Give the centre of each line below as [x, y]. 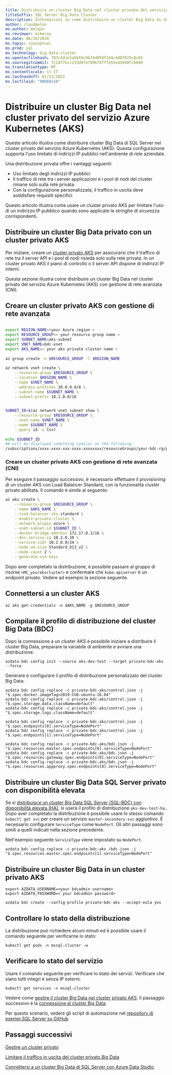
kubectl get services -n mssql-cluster [48, 988]
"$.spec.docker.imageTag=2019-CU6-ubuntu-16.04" [58, 695]
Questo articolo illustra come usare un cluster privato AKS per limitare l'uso [84, 205]
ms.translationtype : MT [31, 67]
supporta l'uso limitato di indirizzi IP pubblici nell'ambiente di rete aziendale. [85, 154]
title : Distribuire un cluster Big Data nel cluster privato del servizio [87, 10]
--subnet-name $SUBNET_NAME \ [47, 392]
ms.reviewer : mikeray [28, 34]
